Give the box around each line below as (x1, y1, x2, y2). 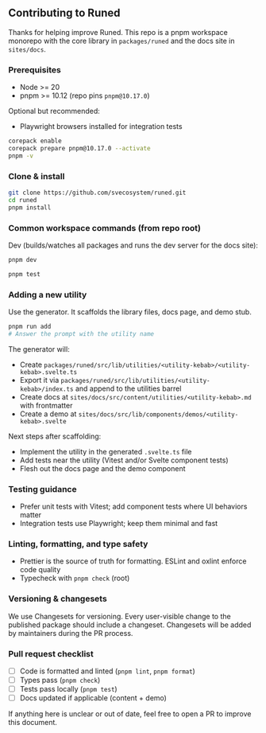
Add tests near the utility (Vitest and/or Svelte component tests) (19, 455, 229, 465)
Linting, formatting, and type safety (8, 538, 148, 549)
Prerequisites (8, 64, 61, 75)
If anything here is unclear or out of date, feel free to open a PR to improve (8, 709, 252, 719)
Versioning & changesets (8, 593, 107, 604)
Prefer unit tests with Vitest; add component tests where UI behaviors (19, 501, 248, 512)
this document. (8, 718, 58, 727)
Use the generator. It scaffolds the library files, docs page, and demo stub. (8, 307, 252, 317)
